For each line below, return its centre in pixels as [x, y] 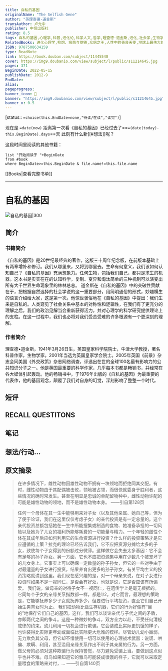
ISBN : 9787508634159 [27, 47]
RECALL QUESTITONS [40, 415]
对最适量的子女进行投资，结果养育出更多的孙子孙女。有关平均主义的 [87, 569]
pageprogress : [20, 89]
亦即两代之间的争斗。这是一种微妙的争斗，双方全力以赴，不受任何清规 [90, 619]
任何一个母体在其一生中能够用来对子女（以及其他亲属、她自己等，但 [87, 513]
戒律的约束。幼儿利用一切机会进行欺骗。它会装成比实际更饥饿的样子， [90, 626]
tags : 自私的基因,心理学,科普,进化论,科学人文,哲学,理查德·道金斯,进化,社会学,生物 [83, 38]
